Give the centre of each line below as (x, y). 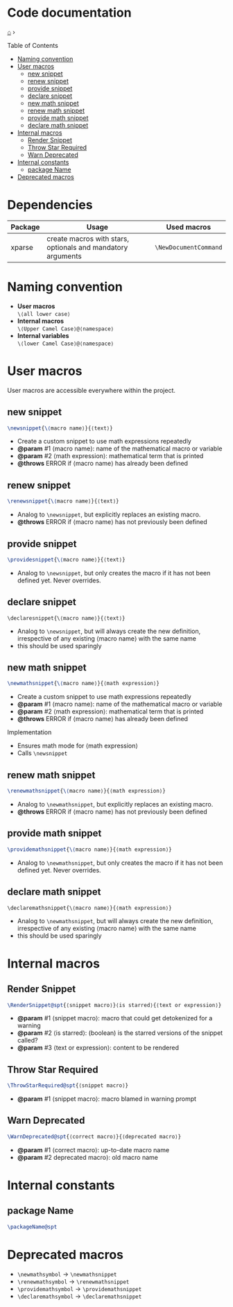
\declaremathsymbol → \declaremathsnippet (79, 1296)
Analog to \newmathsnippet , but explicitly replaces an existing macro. (115, 804)
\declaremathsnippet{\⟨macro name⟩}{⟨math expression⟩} (89, 908)
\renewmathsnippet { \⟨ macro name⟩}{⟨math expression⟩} (87, 791)
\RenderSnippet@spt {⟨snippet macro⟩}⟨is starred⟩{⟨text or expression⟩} (114, 1005)
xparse (22, 247)
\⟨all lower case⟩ (44, 314)
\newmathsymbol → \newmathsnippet (67, 1274)
